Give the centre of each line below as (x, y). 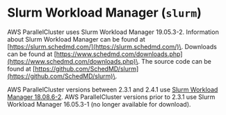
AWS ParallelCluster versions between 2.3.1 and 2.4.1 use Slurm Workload (113, 89)
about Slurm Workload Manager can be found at (76, 39)
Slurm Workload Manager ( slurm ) (104, 13)
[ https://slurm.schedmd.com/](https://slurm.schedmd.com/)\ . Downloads (112, 46)
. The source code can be (175, 61)
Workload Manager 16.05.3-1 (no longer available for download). (99, 104)
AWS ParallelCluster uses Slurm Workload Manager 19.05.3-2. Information (113, 32)
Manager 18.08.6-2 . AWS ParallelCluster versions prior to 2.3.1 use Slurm (111, 97)
